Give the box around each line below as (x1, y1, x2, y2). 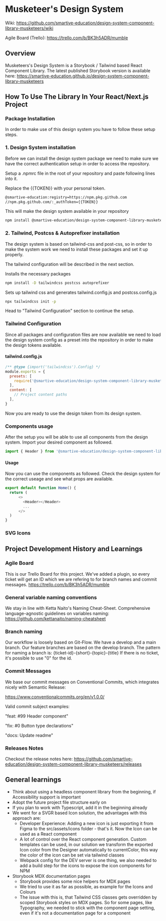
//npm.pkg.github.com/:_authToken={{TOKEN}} (5, 199, 98, 204)
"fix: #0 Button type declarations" (5, 723, 74, 728)
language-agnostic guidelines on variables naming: (5, 610, 110, 616)
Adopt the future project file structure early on (12, 799, 107, 805)
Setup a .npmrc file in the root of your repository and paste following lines (5, 170, 155, 176)
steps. (5, 132, 18, 137)
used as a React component (19, 831, 77, 837)
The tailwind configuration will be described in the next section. (5, 261, 134, 267)
